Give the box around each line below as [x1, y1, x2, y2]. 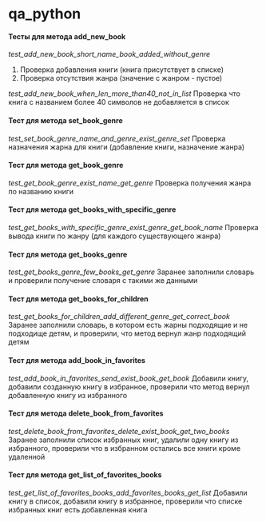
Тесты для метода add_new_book [8, 31, 126, 41]
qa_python [8, 5, 81, 23]
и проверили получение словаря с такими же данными [8, 276, 198, 285]
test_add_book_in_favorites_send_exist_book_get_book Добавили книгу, [8, 373, 249, 383]
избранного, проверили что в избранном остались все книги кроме [8, 443, 241, 452]
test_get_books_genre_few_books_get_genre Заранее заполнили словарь [8, 267, 255, 277]
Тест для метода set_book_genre [8, 115, 124, 125]
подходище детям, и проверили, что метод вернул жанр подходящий [8, 329, 246, 338]
